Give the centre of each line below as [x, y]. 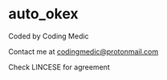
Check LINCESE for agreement [59, 67]
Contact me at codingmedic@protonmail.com [83, 51]
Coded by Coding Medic [49, 36]
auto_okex [43, 14]
